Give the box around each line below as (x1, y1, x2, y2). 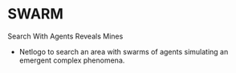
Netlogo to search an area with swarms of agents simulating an (18, 47, 229, 56)
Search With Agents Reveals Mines (7, 31, 124, 41)
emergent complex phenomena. (18, 55, 125, 65)
